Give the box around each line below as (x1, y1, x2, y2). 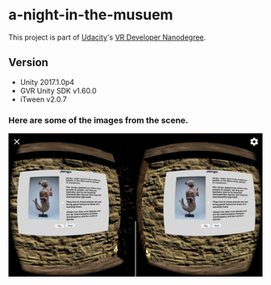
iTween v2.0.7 (19, 94, 67, 104)
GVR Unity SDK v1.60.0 (19, 86, 97, 95)
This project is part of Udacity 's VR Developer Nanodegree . (8, 32, 206, 42)
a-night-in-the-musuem (8, 6, 173, 24)
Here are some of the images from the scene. (8, 115, 189, 126)
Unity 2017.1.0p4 (19, 77, 75, 86)
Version (8, 56, 48, 69)
